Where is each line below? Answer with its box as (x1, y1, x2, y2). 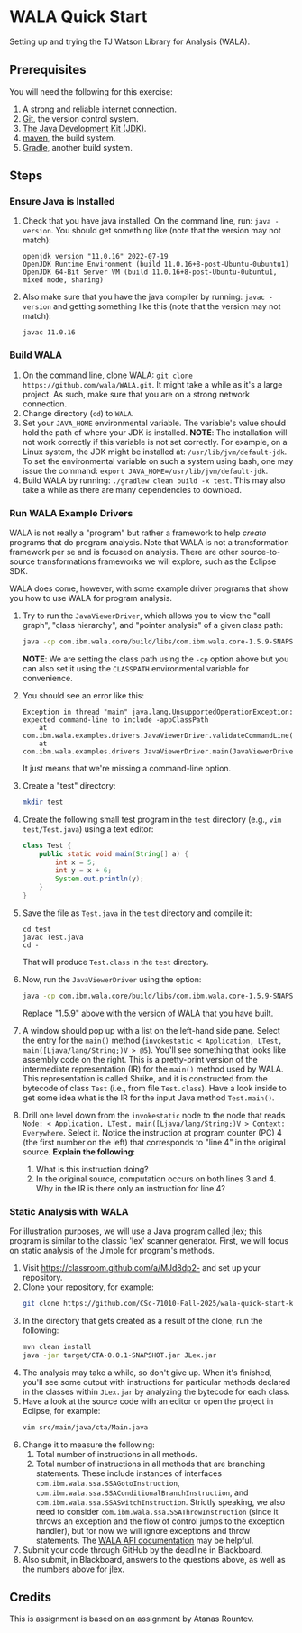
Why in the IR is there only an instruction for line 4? (35, 1182, 225, 1193)
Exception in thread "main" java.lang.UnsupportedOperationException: (22, 707, 294, 716)
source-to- (240, 547, 281, 558)
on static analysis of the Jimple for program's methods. (9, 1245, 215, 1256)
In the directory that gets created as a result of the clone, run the (22, 1315, 263, 1326)
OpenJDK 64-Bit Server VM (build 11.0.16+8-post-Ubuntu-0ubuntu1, (22, 268, 278, 277)
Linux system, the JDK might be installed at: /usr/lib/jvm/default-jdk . (22, 446, 288, 457)
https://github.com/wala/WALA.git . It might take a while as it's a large (22, 379, 283, 389)
